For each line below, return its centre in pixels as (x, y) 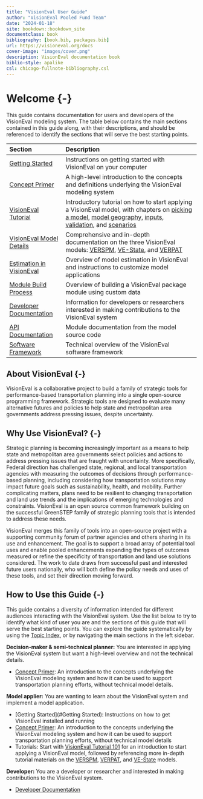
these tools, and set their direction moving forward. (70, 575)
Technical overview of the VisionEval (118, 345)
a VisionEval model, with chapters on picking (129, 210)
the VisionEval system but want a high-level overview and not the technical (100, 653)
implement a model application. (45, 703)
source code (83, 335)
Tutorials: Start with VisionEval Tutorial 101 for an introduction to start (101, 746)
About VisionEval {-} (46, 374)
